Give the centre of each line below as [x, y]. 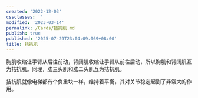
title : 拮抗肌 [22, 45]
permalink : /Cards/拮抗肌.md [41, 28]
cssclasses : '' [25, 17]
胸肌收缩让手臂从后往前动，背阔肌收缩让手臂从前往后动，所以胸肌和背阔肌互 [99, 62]
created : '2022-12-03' [34, 11]
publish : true [24, 33]
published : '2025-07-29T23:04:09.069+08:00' [62, 39]
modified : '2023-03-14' [35, 22]
